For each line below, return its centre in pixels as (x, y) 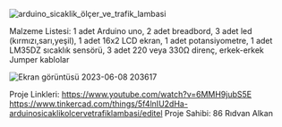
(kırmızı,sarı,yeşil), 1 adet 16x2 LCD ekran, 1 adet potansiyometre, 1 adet (141, 41)
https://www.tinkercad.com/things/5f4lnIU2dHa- (98, 104)
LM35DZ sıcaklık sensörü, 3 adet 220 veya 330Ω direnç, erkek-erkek (137, 50)
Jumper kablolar (39, 59)
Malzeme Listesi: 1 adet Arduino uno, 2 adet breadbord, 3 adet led (131, 31)
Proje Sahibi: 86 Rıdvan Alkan (218, 113)
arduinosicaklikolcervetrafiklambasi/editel (86, 113)
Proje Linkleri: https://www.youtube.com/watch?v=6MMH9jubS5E (131, 94)
